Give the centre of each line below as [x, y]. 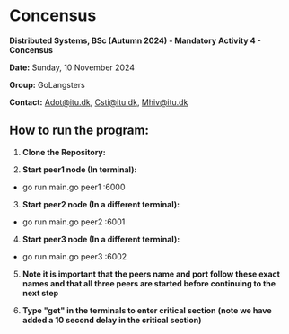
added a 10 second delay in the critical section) [112, 320]
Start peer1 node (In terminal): [79, 169]
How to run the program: [79, 131]
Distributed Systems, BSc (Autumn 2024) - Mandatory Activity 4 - [136, 40]
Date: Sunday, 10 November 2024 [72, 67]
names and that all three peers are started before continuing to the [149, 283]
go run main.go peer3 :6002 [74, 256]
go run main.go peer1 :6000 [74, 187]
